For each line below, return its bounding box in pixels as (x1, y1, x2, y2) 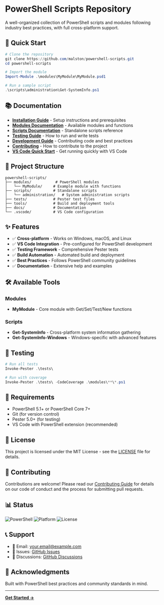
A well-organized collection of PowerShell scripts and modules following (5, 20, 151, 25)
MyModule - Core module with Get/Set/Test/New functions (12, 306, 132, 312)
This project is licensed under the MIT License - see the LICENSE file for (5, 449, 150, 455)
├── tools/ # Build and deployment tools (5, 201, 115, 206)
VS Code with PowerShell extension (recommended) (12, 422, 118, 427)
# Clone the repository (5, 52, 54, 57)
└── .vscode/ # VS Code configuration (5, 209, 104, 214)
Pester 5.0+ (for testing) (12, 416, 61, 423)
